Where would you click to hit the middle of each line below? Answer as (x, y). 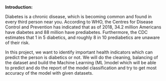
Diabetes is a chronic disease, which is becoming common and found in (79, 16)
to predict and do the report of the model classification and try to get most (81, 68)
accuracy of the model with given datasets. (49, 73)
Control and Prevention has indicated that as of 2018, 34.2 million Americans (83, 27)
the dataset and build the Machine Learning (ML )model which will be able (81, 63)
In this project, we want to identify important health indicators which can (79, 52)
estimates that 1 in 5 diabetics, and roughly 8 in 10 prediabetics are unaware (83, 37)
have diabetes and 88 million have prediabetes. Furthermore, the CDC (76, 32)
